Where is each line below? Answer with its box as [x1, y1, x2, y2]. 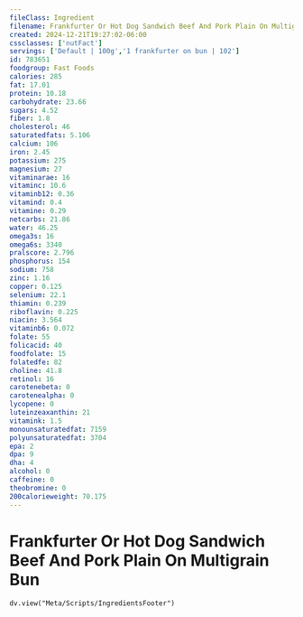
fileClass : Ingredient [9, 13, 95, 23]
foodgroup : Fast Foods [9, 64, 95, 73]
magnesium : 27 [9, 164, 63, 173]
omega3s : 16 [9, 231, 54, 240]
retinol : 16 [9, 374, 54, 384]
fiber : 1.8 [9, 114, 50, 123]
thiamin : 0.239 [9, 299, 67, 308]
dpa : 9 [9, 450, 34, 459]
